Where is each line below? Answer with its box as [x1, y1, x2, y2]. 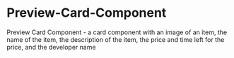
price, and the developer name [6, 43, 96, 51]
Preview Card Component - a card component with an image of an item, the [6, 28, 228, 36]
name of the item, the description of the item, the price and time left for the [6, 35, 225, 43]
